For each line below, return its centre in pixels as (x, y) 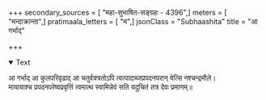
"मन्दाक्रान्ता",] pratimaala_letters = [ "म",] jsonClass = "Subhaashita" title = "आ (133, 21)
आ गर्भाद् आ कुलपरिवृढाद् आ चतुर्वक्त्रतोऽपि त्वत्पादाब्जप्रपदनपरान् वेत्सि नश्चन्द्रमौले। (112, 78)
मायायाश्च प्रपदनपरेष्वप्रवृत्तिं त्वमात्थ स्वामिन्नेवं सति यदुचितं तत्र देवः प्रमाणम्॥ (100, 87)
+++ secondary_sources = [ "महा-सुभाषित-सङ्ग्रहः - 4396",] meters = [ (118, 12)
